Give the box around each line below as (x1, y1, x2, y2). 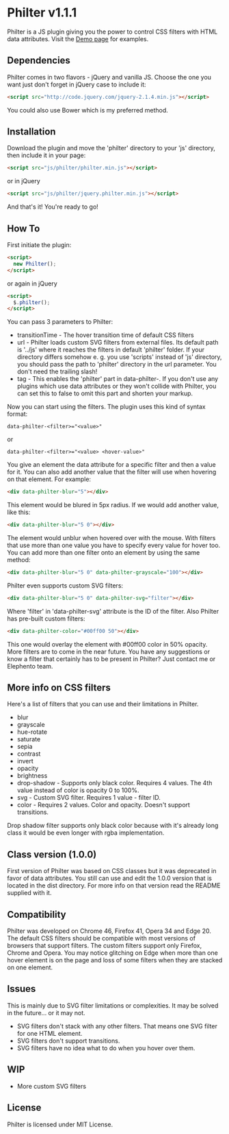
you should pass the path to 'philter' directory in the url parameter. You (16, 360, 217, 369)
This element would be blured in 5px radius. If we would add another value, (7, 501, 219, 509)
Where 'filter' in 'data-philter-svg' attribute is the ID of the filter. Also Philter (7, 607, 219, 615)
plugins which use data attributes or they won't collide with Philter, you (16, 382, 217, 391)
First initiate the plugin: (7, 241, 72, 248)
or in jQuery (7, 177, 41, 185)
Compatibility (7, 908, 66, 921)
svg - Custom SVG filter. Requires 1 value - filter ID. (16, 794, 161, 802)
